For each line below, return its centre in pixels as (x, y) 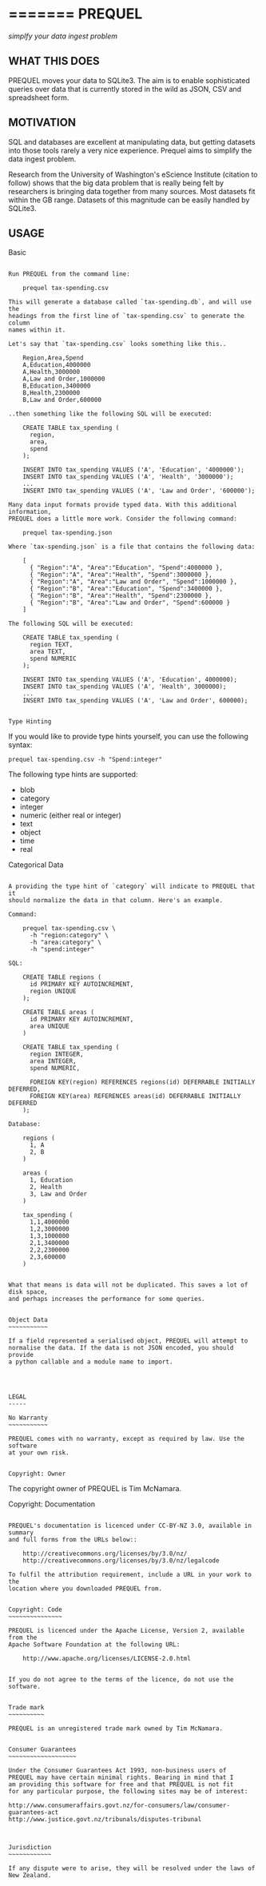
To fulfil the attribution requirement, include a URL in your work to (130, 1575)
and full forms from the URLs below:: (73, 1540)
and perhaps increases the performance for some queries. (107, 1299)
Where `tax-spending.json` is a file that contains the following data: (132, 547)
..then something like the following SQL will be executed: (111, 414)
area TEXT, (48, 652)
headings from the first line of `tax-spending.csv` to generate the (127, 316)
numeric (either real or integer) (70, 815)
